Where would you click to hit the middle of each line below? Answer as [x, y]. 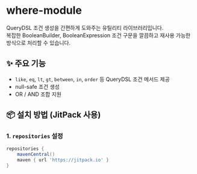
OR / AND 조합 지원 [38, 94]
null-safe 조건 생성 [37, 86]
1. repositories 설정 [35, 136]
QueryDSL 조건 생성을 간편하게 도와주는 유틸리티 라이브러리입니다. [85, 28]
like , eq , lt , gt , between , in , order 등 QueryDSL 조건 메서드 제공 [92, 79]
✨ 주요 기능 [26, 64]
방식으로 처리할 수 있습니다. [39, 43]
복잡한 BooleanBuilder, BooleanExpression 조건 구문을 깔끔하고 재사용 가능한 [98, 35]
